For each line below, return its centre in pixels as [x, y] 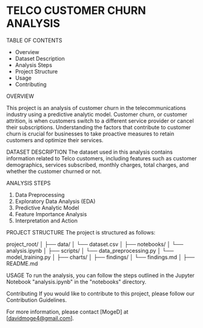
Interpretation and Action [46, 220]
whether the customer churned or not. [54, 171]
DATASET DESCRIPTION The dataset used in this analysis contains [89, 152]
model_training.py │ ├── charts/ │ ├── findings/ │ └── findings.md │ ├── [101, 257]
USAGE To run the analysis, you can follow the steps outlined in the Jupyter [101, 275]
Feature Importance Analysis [51, 214]
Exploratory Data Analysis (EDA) [55, 201]
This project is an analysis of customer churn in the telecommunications [96, 108]
